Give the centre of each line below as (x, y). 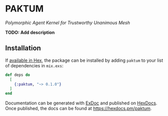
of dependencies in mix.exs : (34, 65)
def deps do (18, 75)
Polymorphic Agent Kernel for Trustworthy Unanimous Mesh (68, 23)
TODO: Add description (30, 32)
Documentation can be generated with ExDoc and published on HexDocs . (81, 103)
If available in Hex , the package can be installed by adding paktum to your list (84, 60)
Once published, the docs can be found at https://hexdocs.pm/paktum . (78, 108)
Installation (23, 48)
